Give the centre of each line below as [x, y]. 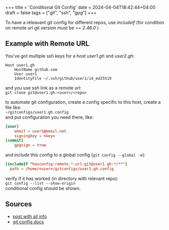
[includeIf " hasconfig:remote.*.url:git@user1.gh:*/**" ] [66, 164]
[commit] [14, 141]
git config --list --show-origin [40, 183]
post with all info [30, 216]
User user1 [26, 74]
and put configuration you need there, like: [49, 117]
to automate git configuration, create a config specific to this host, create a [83, 102]
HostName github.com [36, 70]
